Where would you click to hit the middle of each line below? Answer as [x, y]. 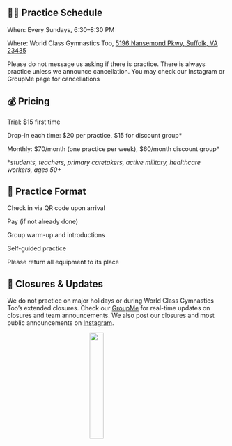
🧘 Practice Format [47, 192]
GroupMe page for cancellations [54, 79]
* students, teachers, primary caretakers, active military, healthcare [104, 162]
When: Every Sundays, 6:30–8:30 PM [61, 29]
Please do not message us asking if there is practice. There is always [106, 64]
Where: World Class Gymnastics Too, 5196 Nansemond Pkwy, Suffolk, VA [113, 43]
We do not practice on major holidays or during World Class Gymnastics [111, 301]
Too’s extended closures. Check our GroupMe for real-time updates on [109, 308]
